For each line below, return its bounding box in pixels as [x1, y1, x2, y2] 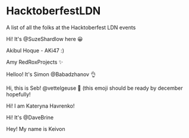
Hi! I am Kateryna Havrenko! [6, 102, 75, 109]
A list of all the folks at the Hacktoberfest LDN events [6, 24, 136, 31]
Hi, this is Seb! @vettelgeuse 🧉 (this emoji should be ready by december [6, 84, 183, 92]
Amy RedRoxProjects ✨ [6, 58, 64, 65]
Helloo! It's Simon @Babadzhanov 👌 [6, 70, 96, 78]
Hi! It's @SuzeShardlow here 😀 [6, 35, 83, 42]
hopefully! [6, 90, 31, 98]
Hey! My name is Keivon [6, 125, 65, 132]
